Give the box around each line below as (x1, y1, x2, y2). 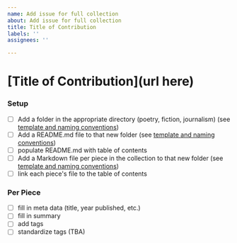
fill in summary (17, 212, 62, 220)
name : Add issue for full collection (7, 10, 119, 18)
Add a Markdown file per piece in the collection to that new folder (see (17, 154, 224, 162)
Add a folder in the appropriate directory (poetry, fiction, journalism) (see (17, 115, 231, 123)
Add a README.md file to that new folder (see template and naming (17, 130, 215, 139)
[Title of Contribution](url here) (7, 74, 195, 89)
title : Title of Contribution (7, 23, 97, 30)
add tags (17, 220, 44, 228)
